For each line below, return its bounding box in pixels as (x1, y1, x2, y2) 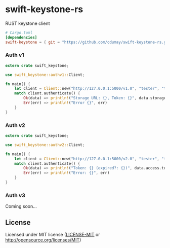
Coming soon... (5, 203, 37, 209)
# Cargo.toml (5, 30, 33, 35)
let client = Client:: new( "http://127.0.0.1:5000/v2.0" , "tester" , (14, 156, 159, 161)
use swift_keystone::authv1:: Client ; (5, 72, 85, 77)
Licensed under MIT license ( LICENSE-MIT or (5, 232, 100, 238)
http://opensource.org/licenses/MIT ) (5, 237, 81, 243)
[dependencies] (5, 34, 37, 40)
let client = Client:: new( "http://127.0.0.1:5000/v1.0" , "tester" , (14, 86, 159, 91)
